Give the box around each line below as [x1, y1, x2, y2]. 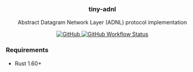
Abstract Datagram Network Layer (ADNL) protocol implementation [17, 19, 187, 26]
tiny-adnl [88, 5, 116, 13]
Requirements [6, 46, 49, 54]
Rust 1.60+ [14, 60, 42, 67]
